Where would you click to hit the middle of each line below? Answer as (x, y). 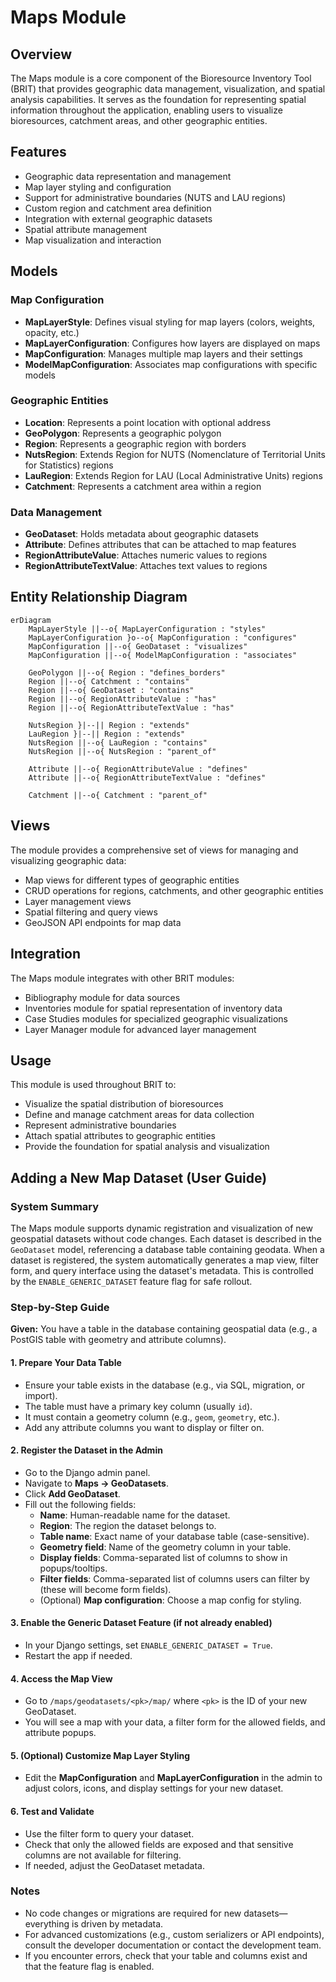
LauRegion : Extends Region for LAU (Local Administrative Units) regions (173, 475)
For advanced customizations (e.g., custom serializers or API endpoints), (174, 1934)
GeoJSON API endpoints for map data (103, 922)
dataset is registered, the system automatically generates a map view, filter (165, 1260)
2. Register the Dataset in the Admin (86, 1450)
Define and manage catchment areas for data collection (139, 1115)
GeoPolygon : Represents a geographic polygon (123, 433)
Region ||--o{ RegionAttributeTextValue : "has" (131, 707)
